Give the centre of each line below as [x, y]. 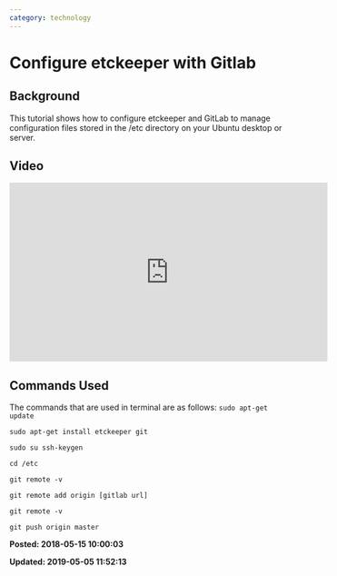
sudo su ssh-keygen [46, 448]
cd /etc [24, 464]
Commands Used [59, 386]
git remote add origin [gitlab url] [79, 496]
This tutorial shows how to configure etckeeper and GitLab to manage [140, 118]
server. [23, 137]
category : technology [50, 18]
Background [45, 96]
